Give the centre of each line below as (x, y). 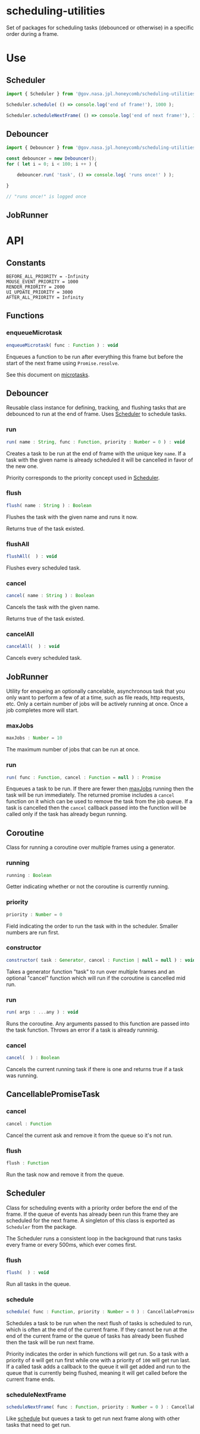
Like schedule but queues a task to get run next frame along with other (93, 1418)
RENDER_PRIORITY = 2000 (36, 287)
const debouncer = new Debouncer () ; (51, 159)
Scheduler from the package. (42, 1227)
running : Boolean (29, 875)
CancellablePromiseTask (53, 1094)
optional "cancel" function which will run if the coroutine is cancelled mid (96, 978)
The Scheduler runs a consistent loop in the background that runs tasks (94, 1238)
